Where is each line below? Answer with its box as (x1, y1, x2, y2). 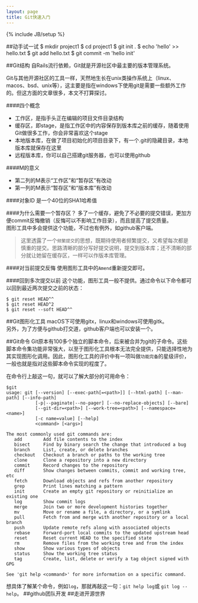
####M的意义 (6, 164, 40, 171)
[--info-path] (21, 395, 57, 401)
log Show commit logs (14, 499, 86, 504)
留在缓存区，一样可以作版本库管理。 (41, 252, 130, 259)
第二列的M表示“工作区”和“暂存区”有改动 (14, 176, 112, 184)
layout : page (6, 8, 38, 15)
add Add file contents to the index (14, 436, 123, 442)
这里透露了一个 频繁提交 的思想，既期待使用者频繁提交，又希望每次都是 (20, 237, 189, 244)
